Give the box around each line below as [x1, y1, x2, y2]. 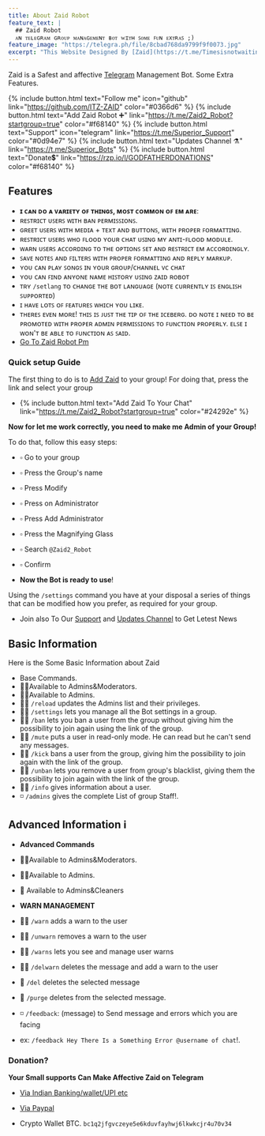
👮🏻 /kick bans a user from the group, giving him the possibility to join [19, 748, 246, 758]
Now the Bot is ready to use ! [19, 575, 114, 585]
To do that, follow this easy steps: [8, 438, 118, 447]
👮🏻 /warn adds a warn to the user [19, 916, 128, 925]
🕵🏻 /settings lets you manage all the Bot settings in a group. [19, 706, 218, 716]
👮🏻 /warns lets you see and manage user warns [19, 946, 174, 956]
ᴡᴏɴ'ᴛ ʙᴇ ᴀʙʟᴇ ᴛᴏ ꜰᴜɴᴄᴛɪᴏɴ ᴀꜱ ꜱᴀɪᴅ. [19, 328, 131, 337]
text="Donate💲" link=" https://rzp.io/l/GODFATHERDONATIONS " [8, 153, 215, 162]
